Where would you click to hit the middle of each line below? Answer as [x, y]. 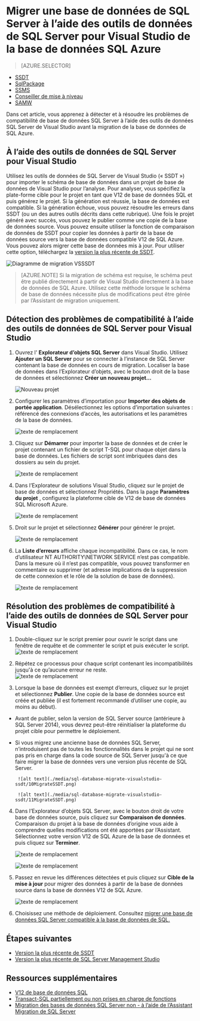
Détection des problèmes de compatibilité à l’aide [100, 319]
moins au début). [36, 707]
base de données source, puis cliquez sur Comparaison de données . [100, 817]
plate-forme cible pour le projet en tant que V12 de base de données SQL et [99, 195]
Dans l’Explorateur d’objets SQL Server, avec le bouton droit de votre [99, 811]
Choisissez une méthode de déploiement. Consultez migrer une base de [104, 913]
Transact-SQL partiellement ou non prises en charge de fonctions [96, 999]
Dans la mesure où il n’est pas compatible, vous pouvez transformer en [102, 563]
